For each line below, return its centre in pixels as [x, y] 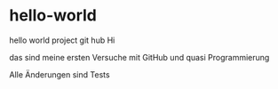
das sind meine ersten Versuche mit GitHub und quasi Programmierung [139, 57]
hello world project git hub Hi [62, 40]
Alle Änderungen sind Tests [60, 74]
